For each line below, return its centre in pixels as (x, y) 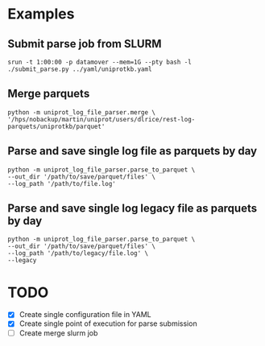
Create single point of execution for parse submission (108, 323)
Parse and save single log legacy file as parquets (132, 209)
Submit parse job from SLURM (85, 44)
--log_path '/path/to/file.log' (62, 183)
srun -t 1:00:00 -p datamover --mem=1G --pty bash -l (100, 62)
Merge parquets (49, 94)
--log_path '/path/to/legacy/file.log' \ (78, 253)
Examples (41, 14)
